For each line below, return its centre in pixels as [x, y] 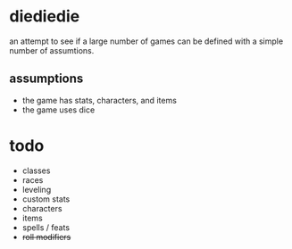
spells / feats [46, 227]
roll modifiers [46, 237]
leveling [37, 189]
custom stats [46, 199]
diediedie [45, 17]
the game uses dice [58, 110]
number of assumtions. [52, 50]
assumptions [46, 79]
